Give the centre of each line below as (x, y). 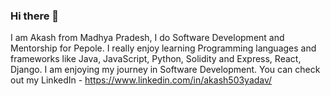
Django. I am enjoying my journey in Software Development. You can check (165, 70)
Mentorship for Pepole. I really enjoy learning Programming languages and (163, 48)
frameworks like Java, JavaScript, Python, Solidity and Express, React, (156, 59)
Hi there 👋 (35, 16)
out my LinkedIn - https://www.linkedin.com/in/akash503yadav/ (141, 80)
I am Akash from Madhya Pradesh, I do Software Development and (147, 38)
